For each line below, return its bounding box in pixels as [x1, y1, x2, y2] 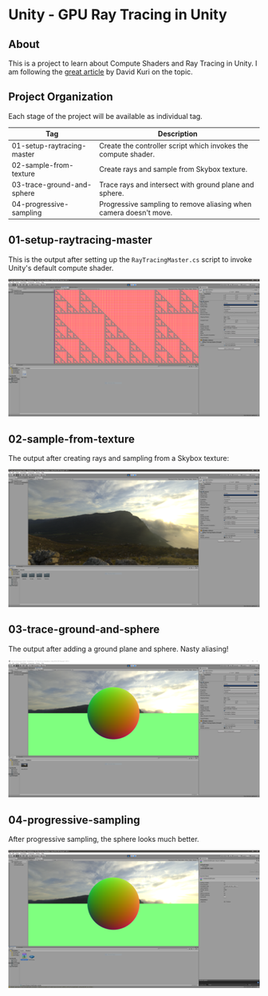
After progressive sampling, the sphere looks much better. [8, 834, 199, 843]
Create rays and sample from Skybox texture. [99, 165, 248, 174]
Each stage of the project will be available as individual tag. [8, 111, 203, 121]
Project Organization [8, 90, 113, 104]
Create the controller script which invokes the [99, 141, 249, 150]
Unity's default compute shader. [8, 263, 114, 272]
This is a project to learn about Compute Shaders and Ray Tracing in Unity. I [8, 58, 258, 68]
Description [158, 129, 198, 139]
